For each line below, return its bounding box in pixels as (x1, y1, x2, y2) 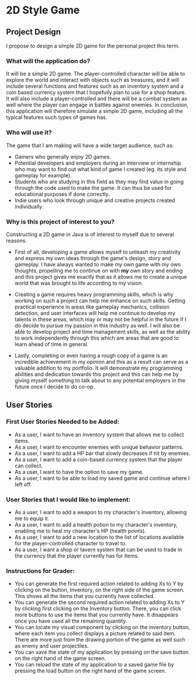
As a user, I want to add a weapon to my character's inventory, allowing (14, 508, 187, 515)
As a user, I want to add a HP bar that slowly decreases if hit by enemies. (14, 449, 191, 457)
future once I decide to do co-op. (14, 383, 95, 390)
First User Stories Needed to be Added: (6, 418, 120, 426)
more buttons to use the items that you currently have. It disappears (14, 611, 178, 619)
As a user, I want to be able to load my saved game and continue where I (14, 474, 190, 481)
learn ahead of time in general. (14, 340, 89, 347)
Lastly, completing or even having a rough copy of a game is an (14, 352, 168, 359)
